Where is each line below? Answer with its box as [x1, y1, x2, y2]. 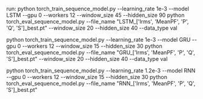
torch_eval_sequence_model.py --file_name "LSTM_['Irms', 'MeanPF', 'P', [6, 18, 189, 25]
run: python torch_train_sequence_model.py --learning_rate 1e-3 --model [6, 5, 190, 12]
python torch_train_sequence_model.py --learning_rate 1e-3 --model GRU [6, 36, 191, 43]
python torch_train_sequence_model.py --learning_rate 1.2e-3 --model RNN [6, 67, 196, 74]
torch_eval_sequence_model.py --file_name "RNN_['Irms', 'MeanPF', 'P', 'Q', [6, 80, 196, 87]
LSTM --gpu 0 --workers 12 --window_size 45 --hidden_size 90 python [6, 11, 185, 19]
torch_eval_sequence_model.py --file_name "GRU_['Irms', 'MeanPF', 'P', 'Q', [6, 49, 195, 56]
